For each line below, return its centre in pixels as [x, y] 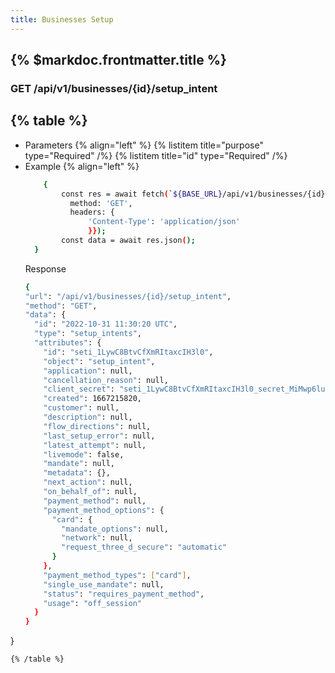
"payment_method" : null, [95, 501]
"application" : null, [88, 371]
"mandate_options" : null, [115, 529]
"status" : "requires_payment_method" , [124, 594]
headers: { [92, 212]
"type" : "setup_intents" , [88, 334]
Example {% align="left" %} [82, 166]
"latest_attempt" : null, [95, 445]
